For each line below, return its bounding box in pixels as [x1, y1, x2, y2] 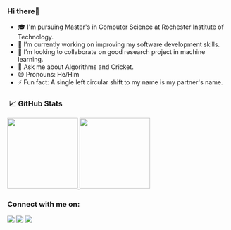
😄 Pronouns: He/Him [17, 70, 80, 79]
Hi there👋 [7, 6, 40, 16]
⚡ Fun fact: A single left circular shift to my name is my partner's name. [17, 78, 223, 87]
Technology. [17, 33, 54, 41]
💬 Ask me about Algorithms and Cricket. [17, 63, 134, 71]
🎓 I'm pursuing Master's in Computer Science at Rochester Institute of [17, 23, 224, 31]
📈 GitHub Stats [8, 98, 63, 108]
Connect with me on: [7, 199, 80, 209]
